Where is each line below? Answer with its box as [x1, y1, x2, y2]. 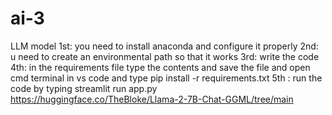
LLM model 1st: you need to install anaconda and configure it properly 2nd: [10, 40, 319, 52]
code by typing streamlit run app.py [10, 82, 158, 94]
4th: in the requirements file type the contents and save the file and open [10, 61, 311, 73]
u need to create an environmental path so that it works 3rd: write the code [10, 50, 320, 62]
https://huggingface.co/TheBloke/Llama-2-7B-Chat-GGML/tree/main [10, 93, 294, 105]
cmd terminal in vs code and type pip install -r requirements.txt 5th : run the [10, 72, 323, 84]
